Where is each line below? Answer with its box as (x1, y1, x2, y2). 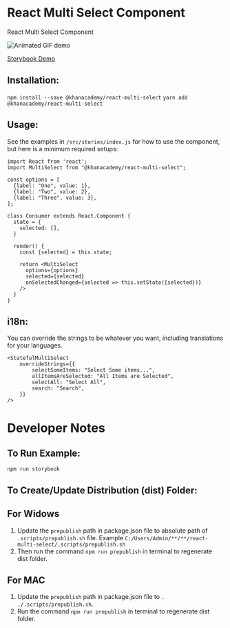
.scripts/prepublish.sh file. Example (17, 533, 124, 542)
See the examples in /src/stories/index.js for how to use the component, (7, 137, 220, 146)
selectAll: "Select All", (32, 379, 107, 386)
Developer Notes (7, 420, 105, 436)
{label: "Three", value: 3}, (13, 194, 97, 201)
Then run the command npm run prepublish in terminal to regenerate (17, 547, 213, 555)
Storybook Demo (7, 54, 56, 63)
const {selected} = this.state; (19, 249, 112, 256)
